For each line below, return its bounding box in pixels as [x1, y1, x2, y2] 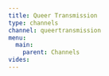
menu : [8, 33, 26, 42]
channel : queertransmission [8, 26, 102, 34]
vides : [8, 56, 30, 64]
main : [15, 41, 34, 49]
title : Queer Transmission [8, 11, 98, 20]
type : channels [8, 19, 59, 27]
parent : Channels [22, 48, 80, 56]
